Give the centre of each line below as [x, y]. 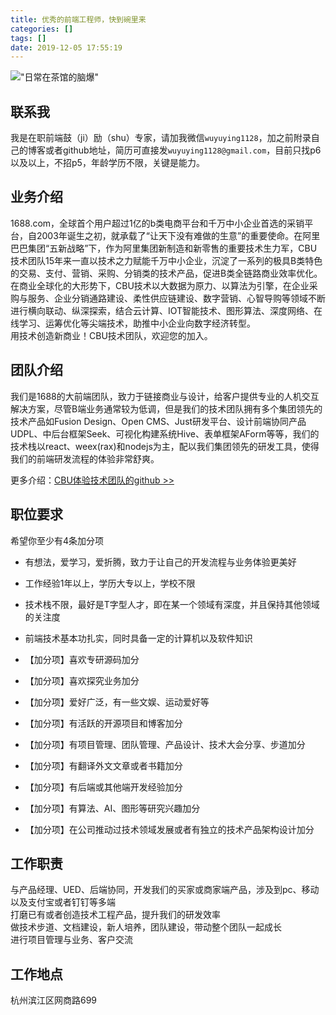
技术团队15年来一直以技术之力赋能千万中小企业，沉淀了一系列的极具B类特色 [166, 260]
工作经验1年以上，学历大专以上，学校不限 [110, 583]
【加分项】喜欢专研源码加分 [82, 659]
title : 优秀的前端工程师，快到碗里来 [78, 19]
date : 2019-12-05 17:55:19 [66, 47]
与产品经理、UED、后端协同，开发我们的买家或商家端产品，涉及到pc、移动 [165, 890]
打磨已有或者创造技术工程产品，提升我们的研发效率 [115, 915]
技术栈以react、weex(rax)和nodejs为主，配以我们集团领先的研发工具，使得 [165, 446]
